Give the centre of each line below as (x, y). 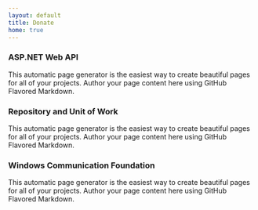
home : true (26, 30)
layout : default (35, 15)
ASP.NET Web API (43, 57)
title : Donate (31, 23)
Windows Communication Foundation (82, 165)
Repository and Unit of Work (64, 111)
